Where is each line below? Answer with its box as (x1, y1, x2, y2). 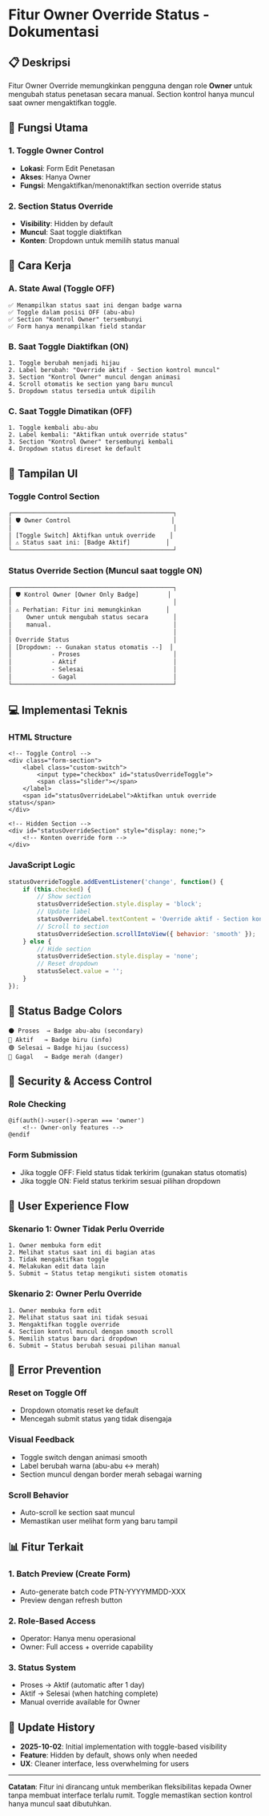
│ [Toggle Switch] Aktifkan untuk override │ (8, 531, 174, 539)
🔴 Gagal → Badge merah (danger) (8, 1052, 124, 1060)
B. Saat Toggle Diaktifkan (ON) (8, 341, 130, 352)
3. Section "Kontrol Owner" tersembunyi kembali (8, 438, 174, 446)
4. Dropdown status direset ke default (8, 445, 142, 453)
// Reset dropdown (37, 960, 98, 968)
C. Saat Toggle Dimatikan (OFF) (8, 405, 133, 416)
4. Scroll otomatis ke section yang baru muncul (8, 379, 174, 388)
